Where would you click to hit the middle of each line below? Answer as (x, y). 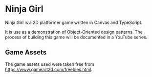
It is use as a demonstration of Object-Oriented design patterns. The (74, 32)
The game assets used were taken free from (50, 64)
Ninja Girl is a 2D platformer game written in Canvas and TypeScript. (74, 22)
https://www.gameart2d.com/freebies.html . (49, 69)
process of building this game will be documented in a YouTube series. (76, 37)
